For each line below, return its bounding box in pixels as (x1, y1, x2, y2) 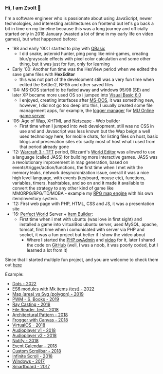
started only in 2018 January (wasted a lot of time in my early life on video (5, 31, 154, 37)
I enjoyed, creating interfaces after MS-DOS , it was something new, (19, 97, 155, 103)
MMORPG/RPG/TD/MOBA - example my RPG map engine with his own (12, 190, 153, 196)
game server (19, 113, 45, 119)
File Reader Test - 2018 (12, 307, 59, 313)
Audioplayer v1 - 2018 (12, 327, 56, 333)
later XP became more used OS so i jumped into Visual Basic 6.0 (12, 92, 142, 98)
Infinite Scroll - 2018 (12, 353, 53, 359)
